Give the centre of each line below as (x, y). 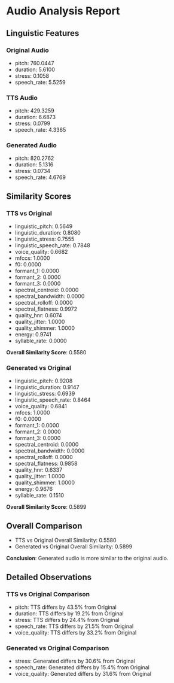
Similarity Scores (39, 196)
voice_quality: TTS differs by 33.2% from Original (76, 632)
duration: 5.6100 (35, 69)
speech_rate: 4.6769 (40, 177)
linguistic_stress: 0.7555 (45, 239)
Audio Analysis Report (63, 11)
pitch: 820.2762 (34, 158)
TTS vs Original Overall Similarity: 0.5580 (65, 541)
